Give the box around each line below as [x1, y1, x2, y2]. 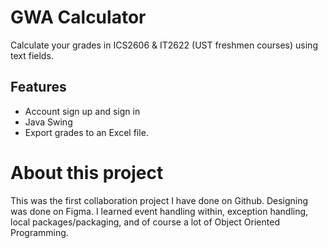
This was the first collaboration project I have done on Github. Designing [10, 194, 309, 206]
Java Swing [24, 116, 73, 128]
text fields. [10, 49, 54, 61]
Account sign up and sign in [24, 105, 141, 117]
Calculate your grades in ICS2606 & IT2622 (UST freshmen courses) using [10, 39, 318, 51]
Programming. [10, 226, 69, 238]
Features [10, 79, 67, 96]
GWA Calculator [10, 6, 147, 29]
